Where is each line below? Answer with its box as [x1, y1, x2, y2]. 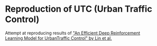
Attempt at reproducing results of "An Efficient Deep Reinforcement [5, 30, 140, 36]
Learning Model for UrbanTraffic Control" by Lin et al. [5, 35, 112, 41]
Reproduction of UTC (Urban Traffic [5, 3, 153, 15]
